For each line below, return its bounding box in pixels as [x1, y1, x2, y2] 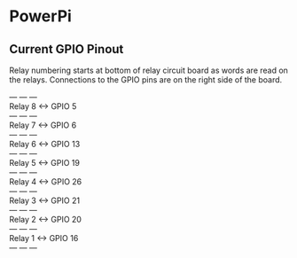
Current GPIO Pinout [9, 42, 124, 57]
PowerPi [9, 6, 73, 27]
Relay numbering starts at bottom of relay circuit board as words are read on [9, 65, 288, 75]
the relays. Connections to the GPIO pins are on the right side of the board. [9, 74, 283, 85]
